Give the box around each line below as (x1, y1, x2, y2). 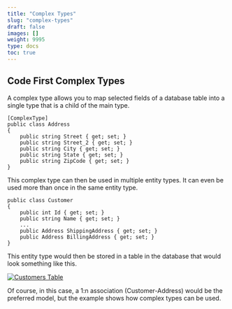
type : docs (7, 43, 39, 50)
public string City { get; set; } (20, 145, 120, 152)
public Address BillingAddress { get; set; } (20, 233, 155, 240)
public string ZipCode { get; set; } (20, 157, 130, 164)
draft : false (7, 23, 45, 30)
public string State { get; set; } (20, 151, 124, 158)
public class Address (7, 120, 71, 128)
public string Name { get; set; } (20, 215, 120, 222)
